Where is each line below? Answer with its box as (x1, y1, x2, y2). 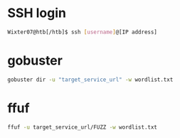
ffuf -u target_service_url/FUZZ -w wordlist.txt (7, 123, 158, 131)
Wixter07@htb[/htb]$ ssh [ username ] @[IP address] (7, 28, 158, 36)
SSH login (7, 5, 66, 21)
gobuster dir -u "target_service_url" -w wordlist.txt (7, 76, 174, 83)
